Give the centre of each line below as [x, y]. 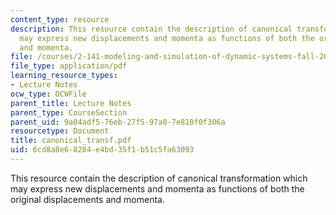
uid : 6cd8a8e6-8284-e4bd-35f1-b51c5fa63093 [102, 150]
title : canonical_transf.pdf [71, 141]
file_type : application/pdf [69, 66]
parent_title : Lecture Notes [71, 103]
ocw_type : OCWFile [48, 94]
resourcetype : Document [60, 131]
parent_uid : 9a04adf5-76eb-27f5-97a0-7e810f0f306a [118, 122]
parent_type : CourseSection [69, 112]
